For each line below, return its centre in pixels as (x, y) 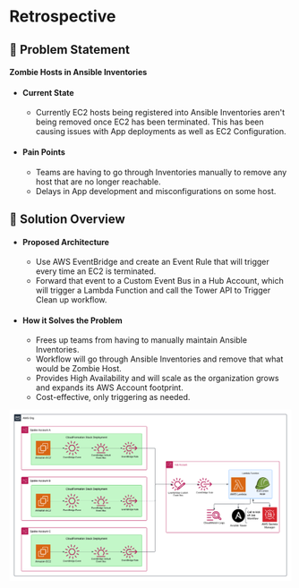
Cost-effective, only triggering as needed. (113, 397)
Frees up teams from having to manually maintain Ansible (141, 340)
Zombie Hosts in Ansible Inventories (78, 72)
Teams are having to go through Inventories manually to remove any (161, 172)
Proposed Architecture (66, 242)
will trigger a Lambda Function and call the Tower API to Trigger (153, 290)
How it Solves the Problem (72, 320)
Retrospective (63, 17)
